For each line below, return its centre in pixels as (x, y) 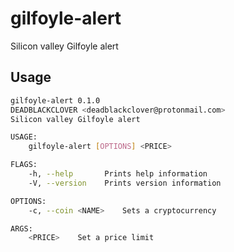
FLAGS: (24, 165)
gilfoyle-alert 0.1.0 (55, 100)
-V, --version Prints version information (125, 183)
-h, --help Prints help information (118, 174)
